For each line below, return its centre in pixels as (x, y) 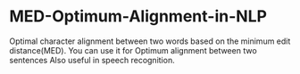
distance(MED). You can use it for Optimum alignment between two (133, 50)
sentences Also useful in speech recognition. (92, 60)
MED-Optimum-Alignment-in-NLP (138, 16)
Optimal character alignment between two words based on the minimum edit (150, 41)
